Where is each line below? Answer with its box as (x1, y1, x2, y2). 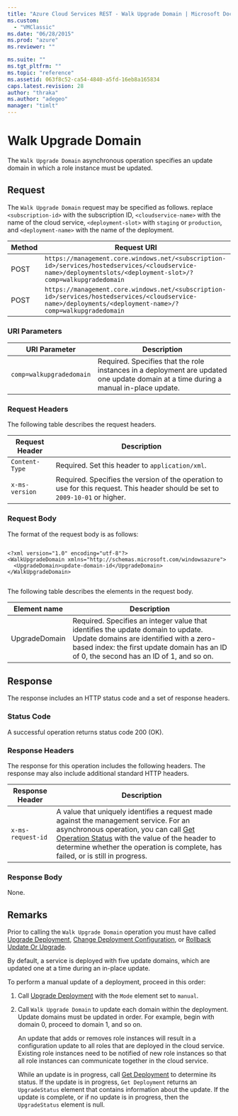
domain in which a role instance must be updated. (7, 164, 153, 172)
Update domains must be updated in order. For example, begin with (17, 1013, 215, 1021)
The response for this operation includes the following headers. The (7, 762, 205, 770)
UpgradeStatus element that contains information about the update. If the (17, 1086, 229, 1094)
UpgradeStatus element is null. (17, 1100, 105, 1109)
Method (11, 242, 38, 252)
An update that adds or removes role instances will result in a (17, 1034, 196, 1042)
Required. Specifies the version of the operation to (55, 475, 223, 485)
